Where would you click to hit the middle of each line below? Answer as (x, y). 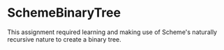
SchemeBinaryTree (64, 13)
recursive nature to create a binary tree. (65, 39)
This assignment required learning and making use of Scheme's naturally (112, 32)
